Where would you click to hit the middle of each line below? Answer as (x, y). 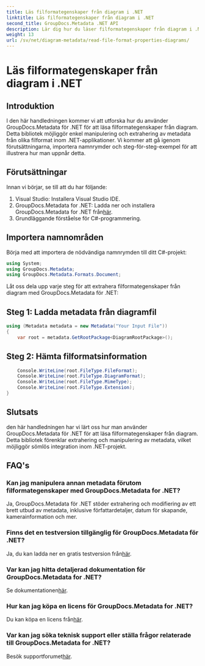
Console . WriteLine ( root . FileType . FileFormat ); (77, 371)
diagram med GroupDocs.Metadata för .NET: (63, 293)
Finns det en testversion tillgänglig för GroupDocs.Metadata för (103, 533)
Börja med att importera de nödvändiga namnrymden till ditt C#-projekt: (97, 252)
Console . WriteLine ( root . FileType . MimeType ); (75, 382)
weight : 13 (20, 35)
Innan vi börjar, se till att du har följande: (57, 187)
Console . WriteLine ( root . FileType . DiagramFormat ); (82, 376)
